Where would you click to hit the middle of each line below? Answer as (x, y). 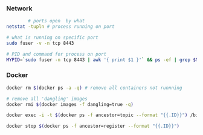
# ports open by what (56, 21)
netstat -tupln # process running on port (60, 27)
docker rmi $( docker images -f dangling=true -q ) (70, 104)
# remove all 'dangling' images (47, 99)
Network (19, 8)
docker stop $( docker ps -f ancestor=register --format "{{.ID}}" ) (93, 126)
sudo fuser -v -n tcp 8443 (40, 43)
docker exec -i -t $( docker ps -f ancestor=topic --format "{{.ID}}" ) (97, 115)
